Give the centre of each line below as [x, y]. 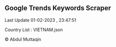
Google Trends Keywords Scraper [58, 8]
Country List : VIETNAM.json [34, 30]
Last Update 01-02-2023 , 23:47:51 [40, 20]
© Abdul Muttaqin [23, 39]
